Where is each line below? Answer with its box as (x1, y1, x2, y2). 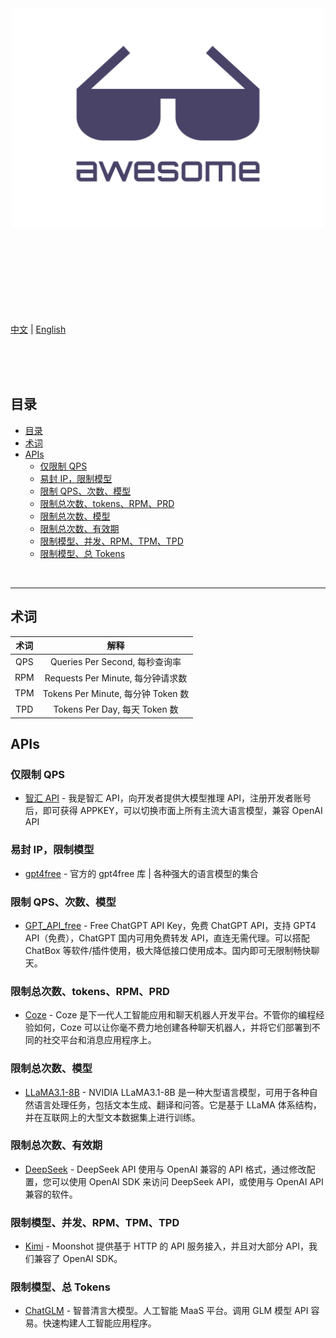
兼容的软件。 (24, 1188, 78, 1200)
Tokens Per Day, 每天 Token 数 (53, 703, 179, 716)
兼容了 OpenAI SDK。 (33, 1253, 123, 1265)
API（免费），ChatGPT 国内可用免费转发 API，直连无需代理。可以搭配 (24, 932, 310, 944)
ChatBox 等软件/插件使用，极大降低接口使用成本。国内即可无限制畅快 (24, 944, 312, 956)
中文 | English (10, 323, 67, 335)
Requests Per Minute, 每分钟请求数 (44, 672, 188, 684)
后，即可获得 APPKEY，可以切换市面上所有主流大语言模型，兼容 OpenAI (24, 805, 323, 817)
